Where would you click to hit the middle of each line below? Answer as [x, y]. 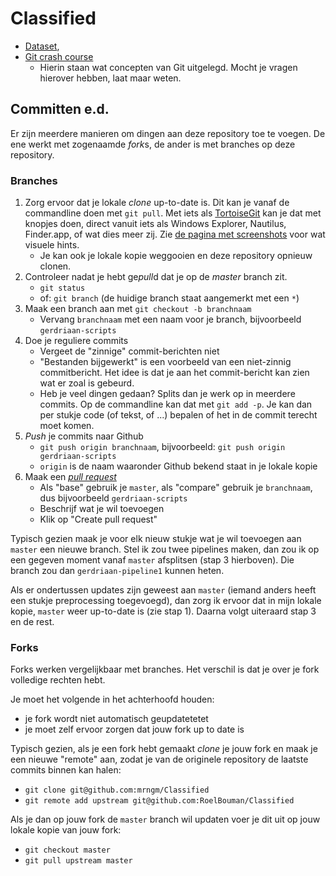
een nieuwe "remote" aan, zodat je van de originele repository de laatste [159, 759]
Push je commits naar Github [84, 436]
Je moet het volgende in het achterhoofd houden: [112, 699]
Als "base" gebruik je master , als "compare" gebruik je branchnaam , [176, 488]
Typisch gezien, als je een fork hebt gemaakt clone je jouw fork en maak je [164, 749]
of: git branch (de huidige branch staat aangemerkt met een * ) [169, 298]
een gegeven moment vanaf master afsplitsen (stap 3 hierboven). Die [152, 560]
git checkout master [67, 850]
